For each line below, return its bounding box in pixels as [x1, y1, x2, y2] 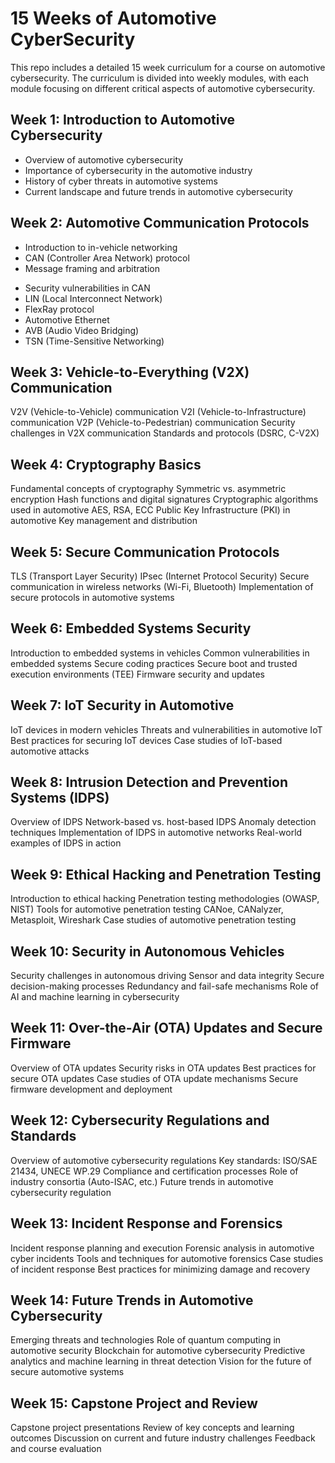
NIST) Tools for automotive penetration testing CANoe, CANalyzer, [10, 903, 284, 916]
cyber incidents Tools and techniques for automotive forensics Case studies [10, 1252, 324, 1264]
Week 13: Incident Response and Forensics [10, 1215, 283, 1232]
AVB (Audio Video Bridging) [24, 324, 140, 336]
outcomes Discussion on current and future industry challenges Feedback [10, 1432, 316, 1444]
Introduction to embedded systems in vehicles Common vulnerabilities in [10, 647, 310, 659]
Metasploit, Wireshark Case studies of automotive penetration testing [10, 914, 297, 926]
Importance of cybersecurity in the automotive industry [24, 164, 253, 176]
